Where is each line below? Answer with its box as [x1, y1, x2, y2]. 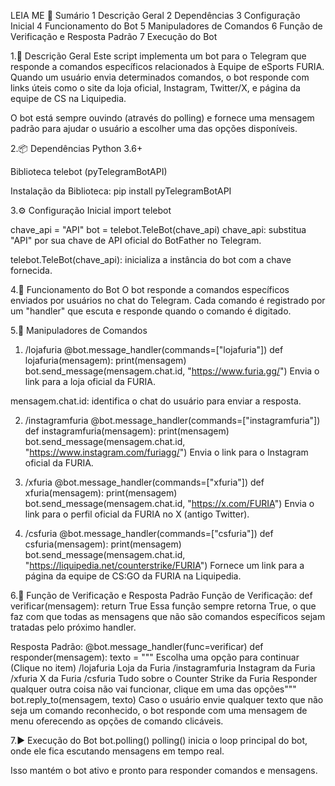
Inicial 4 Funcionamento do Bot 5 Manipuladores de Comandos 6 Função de [10, 20, 323, 32]
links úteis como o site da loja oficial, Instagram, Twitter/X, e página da [10, 82, 301, 94]
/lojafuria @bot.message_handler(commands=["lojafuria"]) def [24, 344, 284, 355]
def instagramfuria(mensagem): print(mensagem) [24, 425, 230, 437]
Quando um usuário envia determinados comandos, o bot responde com [10, 71, 310, 83]
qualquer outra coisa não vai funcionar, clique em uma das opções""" [10, 683, 297, 695]
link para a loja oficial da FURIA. [24, 376, 156, 387]
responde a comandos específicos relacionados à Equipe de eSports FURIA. [10, 61, 325, 72]
